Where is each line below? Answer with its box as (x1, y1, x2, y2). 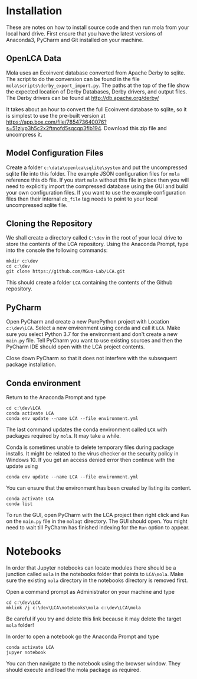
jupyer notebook (6, 649, 46, 655)
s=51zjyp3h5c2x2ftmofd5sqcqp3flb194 (6, 124, 101, 131)
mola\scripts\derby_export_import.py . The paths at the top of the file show (6, 82, 190, 89)
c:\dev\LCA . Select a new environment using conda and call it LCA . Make (6, 324, 181, 332)
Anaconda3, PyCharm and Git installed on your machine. (6, 36, 144, 43)
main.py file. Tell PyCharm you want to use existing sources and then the (6, 337, 183, 344)
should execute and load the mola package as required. (6, 666, 142, 673)
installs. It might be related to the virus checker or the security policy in (6, 450, 179, 457)
